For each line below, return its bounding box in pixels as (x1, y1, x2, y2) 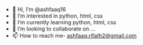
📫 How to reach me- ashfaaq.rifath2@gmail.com (12, 32, 137, 39)
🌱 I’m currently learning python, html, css (12, 19, 117, 26)
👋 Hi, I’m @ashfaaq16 (12, 6, 66, 13)
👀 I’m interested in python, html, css (12, 12, 103, 19)
